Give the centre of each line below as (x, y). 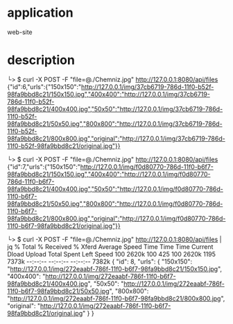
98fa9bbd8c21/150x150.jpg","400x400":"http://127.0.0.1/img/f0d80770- (109, 174)
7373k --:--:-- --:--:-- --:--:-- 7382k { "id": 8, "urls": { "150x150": (100, 261)
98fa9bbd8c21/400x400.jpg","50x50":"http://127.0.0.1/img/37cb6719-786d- (115, 108)
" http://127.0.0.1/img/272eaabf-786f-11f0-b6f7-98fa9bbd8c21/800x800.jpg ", (116, 298)
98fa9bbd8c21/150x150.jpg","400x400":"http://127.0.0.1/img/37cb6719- (109, 94)
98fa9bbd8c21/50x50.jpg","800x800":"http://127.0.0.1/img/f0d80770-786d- (115, 204)
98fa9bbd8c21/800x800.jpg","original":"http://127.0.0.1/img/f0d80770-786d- (116, 218)
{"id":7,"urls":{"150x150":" (44, 167)
